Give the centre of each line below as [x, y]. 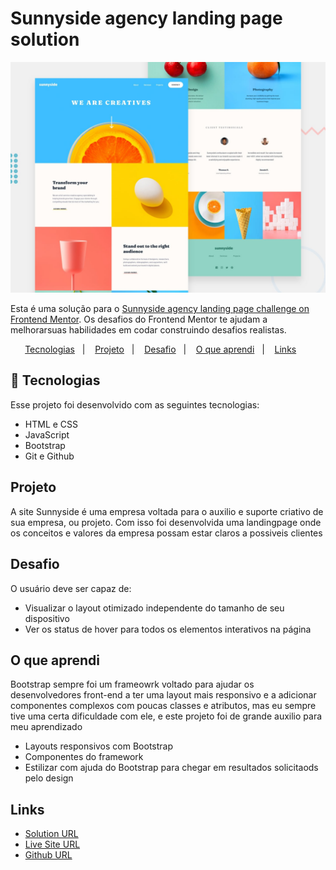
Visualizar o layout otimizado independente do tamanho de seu [154, 608]
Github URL [48, 855]
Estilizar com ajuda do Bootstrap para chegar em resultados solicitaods [171, 768]
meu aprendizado [46, 727]
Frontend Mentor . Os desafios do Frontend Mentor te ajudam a [139, 319]
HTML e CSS [51, 424]
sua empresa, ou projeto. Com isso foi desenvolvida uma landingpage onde [166, 522]
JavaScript [47, 434]
